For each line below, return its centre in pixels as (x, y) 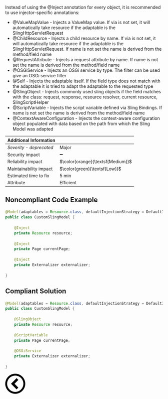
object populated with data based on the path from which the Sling (81, 123)
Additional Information (31, 140)
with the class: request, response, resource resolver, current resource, (85, 97)
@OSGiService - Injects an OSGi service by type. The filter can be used (86, 70)
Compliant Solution (36, 291)
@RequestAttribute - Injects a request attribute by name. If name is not (85, 59)
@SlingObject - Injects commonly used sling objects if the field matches (86, 92)
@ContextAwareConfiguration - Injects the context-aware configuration (86, 118)
